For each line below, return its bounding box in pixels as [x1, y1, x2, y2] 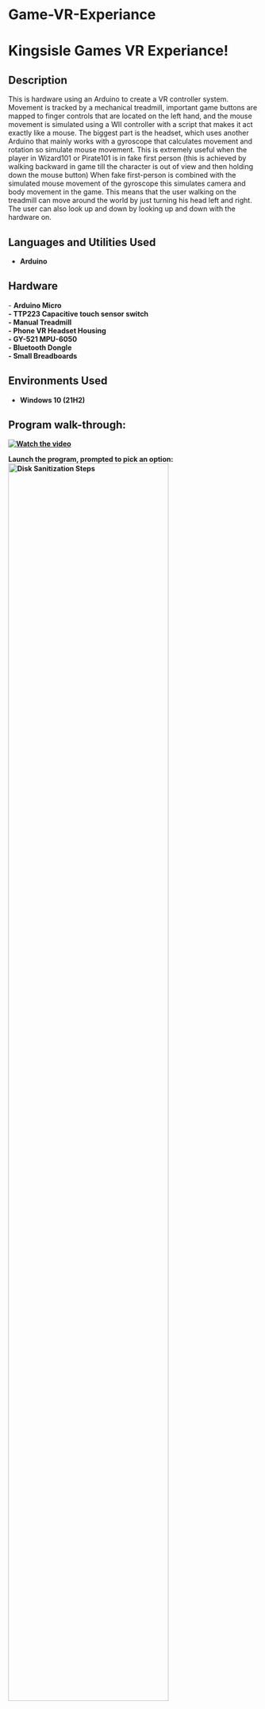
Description [8, 73, 67, 86]
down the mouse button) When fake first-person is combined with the [8, 171, 236, 180]
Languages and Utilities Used [8, 236, 156, 249]
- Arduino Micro [8, 300, 62, 310]
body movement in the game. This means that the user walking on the [8, 187, 236, 197]
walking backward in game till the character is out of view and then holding [8, 162, 254, 171]
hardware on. [8, 213, 52, 222]
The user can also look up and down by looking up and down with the [8, 204, 236, 213]
